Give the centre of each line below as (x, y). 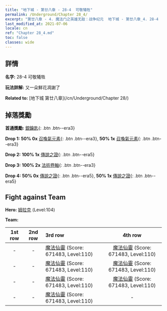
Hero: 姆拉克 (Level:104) (30, 210)
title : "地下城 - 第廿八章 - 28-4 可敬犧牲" (49, 10)
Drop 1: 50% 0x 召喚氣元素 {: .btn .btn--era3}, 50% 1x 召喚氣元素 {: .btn (78, 139)
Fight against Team (36, 197)
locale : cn (16, 28)
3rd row (55, 235)
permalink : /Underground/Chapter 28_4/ (46, 14)
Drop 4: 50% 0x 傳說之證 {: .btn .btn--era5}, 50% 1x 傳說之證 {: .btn (74, 176)
